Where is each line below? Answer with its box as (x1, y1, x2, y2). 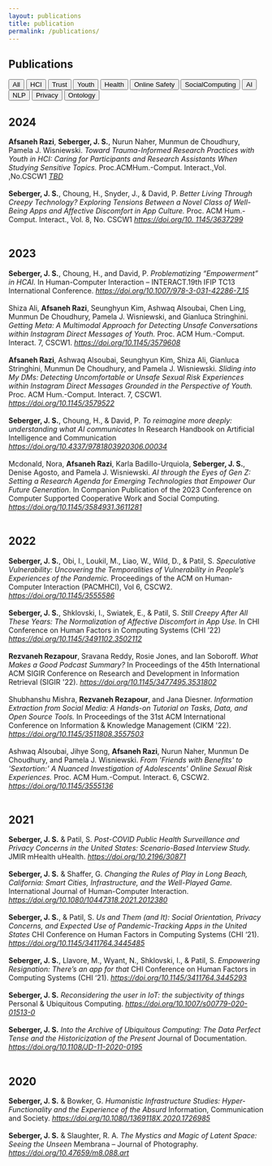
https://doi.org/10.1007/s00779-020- (125, 999, 248, 1009)
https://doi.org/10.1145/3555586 (8, 590, 115, 600)
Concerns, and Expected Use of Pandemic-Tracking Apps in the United (8, 921, 248, 931)
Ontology (67, 91, 96, 100)
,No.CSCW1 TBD (8, 172, 63, 181)
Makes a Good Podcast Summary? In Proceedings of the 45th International (8, 660, 261, 669)
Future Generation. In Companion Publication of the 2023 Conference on (8, 484, 252, 494)
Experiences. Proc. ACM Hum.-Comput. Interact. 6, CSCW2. (8, 772, 209, 782)
